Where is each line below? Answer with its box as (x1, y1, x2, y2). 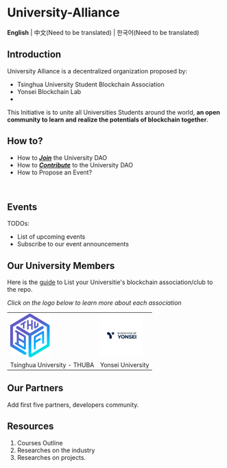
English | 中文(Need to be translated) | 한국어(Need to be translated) (7, 28, 200, 36)
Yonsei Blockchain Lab (16, 87, 82, 95)
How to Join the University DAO (16, 153, 108, 162)
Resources (7, 421, 54, 432)
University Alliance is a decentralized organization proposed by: (7, 67, 187, 75)
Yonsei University (99, 360, 150, 368)
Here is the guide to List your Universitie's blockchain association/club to (7, 278, 213, 286)
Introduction (7, 49, 62, 60)
